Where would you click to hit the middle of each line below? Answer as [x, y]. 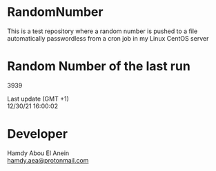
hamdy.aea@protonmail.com [48, 160]
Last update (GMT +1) [38, 99]
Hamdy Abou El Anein [38, 153]
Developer [37, 134]
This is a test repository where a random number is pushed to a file [102, 31]
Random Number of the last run [99, 67]
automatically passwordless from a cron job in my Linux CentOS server [108, 38]
